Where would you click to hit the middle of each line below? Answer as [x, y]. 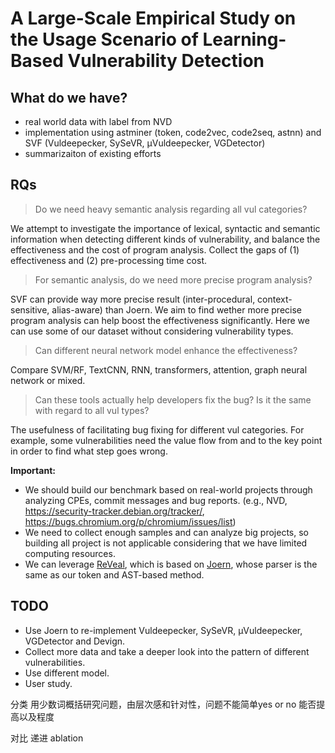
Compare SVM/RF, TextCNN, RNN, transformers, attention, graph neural [159, 369]
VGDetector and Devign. [75, 641]
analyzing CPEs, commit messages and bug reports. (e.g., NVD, [156, 500]
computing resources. [70, 553]
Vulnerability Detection [166, 61]
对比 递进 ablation [47, 738]
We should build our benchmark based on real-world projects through [168, 489]
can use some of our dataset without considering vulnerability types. [152, 331]
